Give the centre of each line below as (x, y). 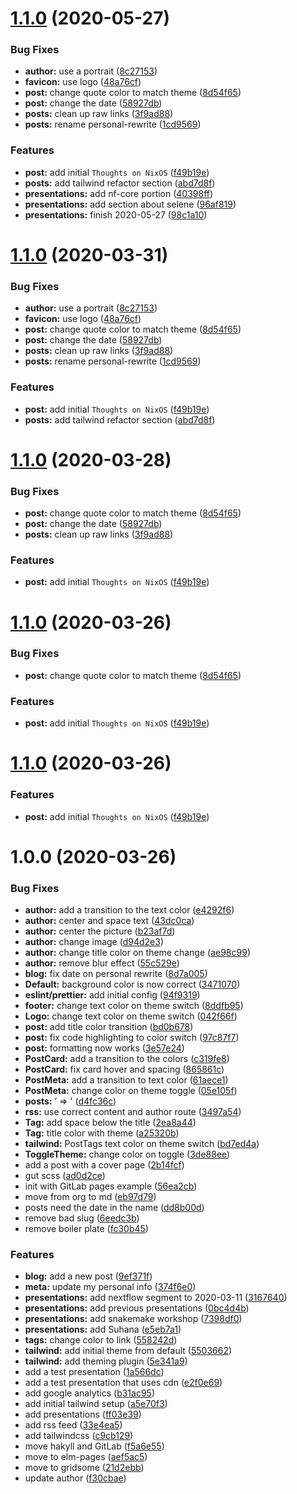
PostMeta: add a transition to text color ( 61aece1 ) (126, 1080)
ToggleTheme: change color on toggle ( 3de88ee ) (127, 1154)
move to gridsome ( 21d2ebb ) (84, 1468)
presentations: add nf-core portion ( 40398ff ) (119, 193)
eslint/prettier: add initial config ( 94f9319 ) (112, 995)
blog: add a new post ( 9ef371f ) (88, 1276)
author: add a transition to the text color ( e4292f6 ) (129, 910)
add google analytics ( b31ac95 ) (89, 1393)
